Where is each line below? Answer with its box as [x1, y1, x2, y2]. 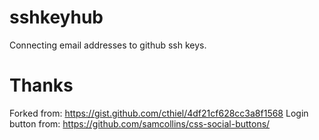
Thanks [9, 74, 74, 97]
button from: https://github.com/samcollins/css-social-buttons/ [9, 117, 271, 130]
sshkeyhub [9, 6, 104, 29]
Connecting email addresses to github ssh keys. [9, 39, 207, 51]
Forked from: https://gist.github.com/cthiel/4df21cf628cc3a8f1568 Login [9, 107, 309, 119]
